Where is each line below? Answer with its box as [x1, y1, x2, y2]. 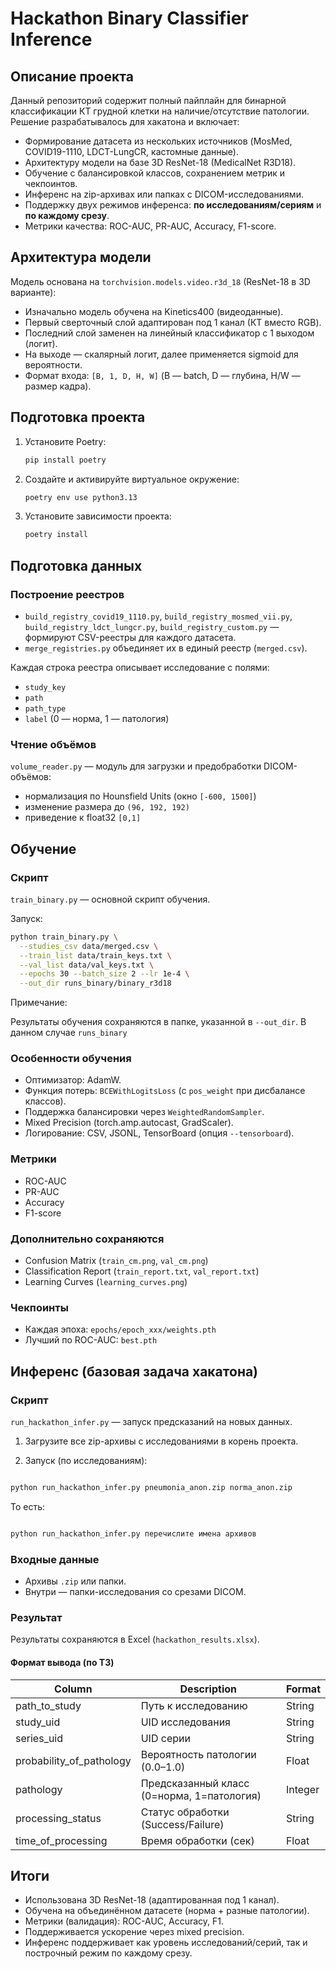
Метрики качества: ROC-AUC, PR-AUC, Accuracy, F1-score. [24, 220, 277, 232]
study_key [24, 682, 67, 692]
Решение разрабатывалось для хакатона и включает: [10, 116, 240, 127]
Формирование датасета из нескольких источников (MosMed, [24, 135, 293, 147]
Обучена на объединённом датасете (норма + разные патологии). [24, 1905, 310, 1917]
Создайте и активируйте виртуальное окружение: [24, 473, 240, 485]
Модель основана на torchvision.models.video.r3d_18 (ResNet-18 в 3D [10, 275, 311, 287]
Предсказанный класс [140, 1776, 250, 1790]
